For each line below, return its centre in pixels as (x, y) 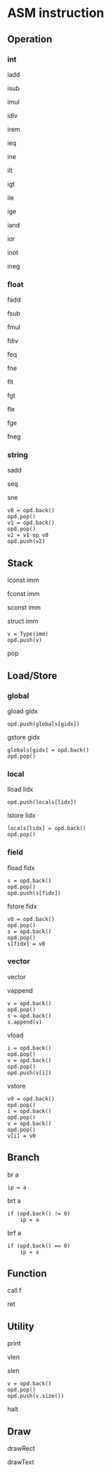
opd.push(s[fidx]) (34, 893)
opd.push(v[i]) (30, 1073)
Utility (21, 1326)
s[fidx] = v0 (26, 944)
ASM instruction (56, 13)
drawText (21, 1462)
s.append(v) (25, 1022)
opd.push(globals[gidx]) (44, 724)
